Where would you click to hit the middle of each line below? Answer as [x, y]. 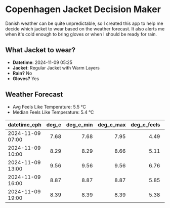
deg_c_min [79, 124]
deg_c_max [112, 124]
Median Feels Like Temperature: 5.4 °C [53, 112]
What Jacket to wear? [40, 50]
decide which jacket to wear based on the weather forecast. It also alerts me [85, 28]
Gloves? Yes [26, 78]
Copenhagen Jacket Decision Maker [83, 9]
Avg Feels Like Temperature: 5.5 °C [49, 107]
